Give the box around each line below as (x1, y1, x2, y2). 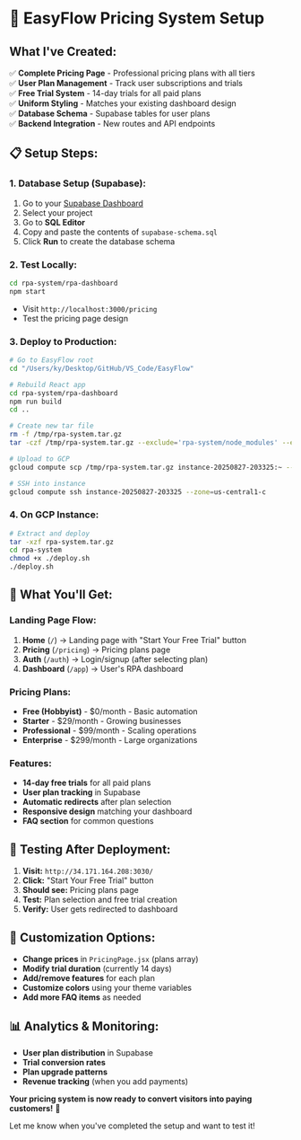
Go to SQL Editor (21, 217, 86, 227)
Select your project (21, 207, 93, 218)
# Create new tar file (9, 421, 94, 430)
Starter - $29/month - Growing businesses (21, 716, 182, 727)
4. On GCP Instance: (9, 508, 99, 521)
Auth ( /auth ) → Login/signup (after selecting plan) (21, 653, 209, 664)
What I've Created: (9, 44, 117, 59)
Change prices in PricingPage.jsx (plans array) (21, 953, 199, 964)
